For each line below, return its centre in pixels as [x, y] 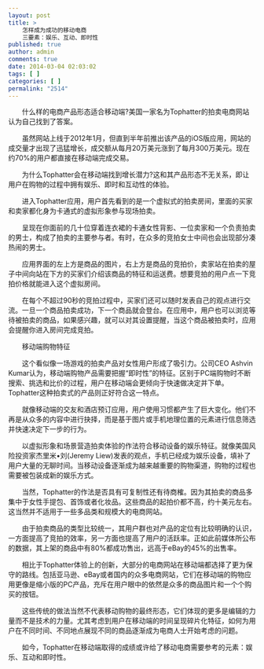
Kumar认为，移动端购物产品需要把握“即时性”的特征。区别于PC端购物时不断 [130, 373]
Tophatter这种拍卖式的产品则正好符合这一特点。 [86, 393]
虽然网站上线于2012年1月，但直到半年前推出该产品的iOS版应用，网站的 [136, 138]
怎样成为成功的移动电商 [55, 30]
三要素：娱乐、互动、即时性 [60, 37]
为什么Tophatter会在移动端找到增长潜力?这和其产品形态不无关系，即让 [136, 175]
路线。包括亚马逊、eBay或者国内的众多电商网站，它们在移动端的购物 [133, 575]
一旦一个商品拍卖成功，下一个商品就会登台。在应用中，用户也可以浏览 [135, 311]
